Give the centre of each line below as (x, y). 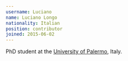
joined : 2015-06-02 (30, 34)
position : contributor (34, 29)
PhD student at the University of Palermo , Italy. (64, 51)
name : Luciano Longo (32, 18)
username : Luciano (29, 12)
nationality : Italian (33, 23)
